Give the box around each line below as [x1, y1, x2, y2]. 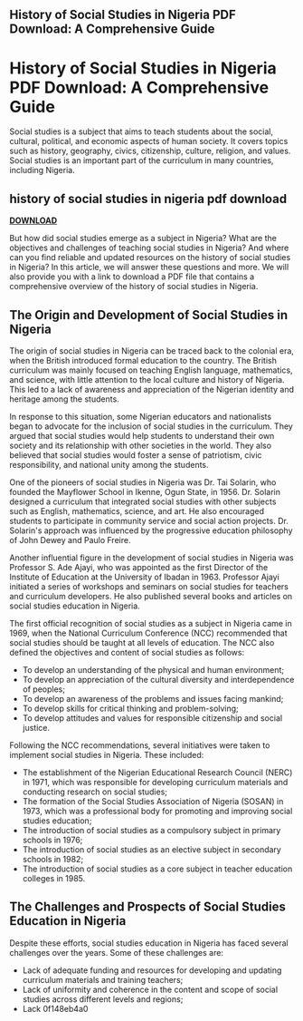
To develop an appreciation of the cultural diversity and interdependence [22, 674, 295, 685]
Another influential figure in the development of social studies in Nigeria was [9, 552, 294, 563]
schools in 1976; [22, 834, 83, 845]
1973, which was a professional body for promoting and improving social [22, 805, 293, 816]
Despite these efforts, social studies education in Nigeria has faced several [9, 938, 289, 948]
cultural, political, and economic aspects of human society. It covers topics [9, 136, 289, 147]
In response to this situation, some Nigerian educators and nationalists [9, 411, 272, 422]
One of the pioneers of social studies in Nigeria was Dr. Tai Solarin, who [9, 476, 277, 488]
